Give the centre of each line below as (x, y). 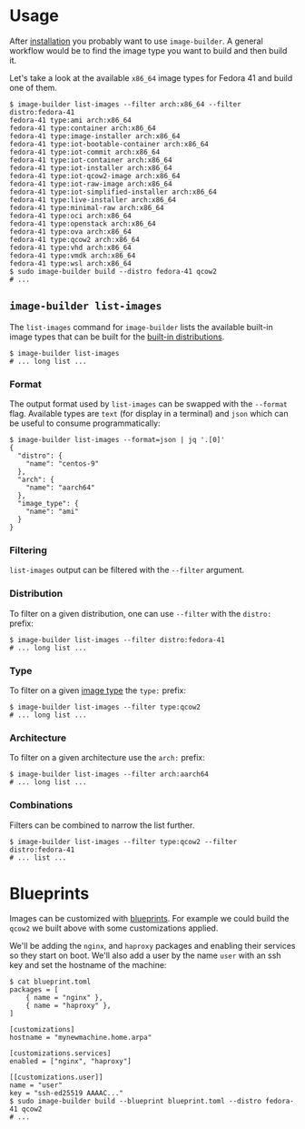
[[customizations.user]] (56, 1078)
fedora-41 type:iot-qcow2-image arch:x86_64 (95, 176)
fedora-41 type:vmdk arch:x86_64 (73, 256)
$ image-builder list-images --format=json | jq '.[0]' (117, 440)
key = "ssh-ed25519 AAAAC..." (67, 1094)
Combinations (41, 805)
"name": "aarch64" (60, 488)
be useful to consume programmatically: (85, 423)
